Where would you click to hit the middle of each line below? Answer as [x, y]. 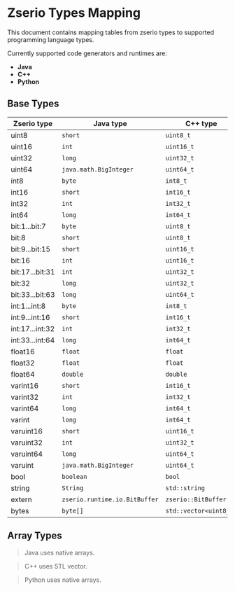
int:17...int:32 [33, 328]
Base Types [33, 104]
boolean [74, 477]
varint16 [25, 385]
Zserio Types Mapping [74, 13]
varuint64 [27, 454]
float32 [23, 363]
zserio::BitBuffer [196, 499]
